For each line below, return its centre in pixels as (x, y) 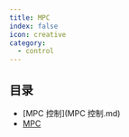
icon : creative (38, 34)
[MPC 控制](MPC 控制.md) (71, 113)
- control (36, 51)
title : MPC (30, 18)
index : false (34, 26)
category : (28, 43)
